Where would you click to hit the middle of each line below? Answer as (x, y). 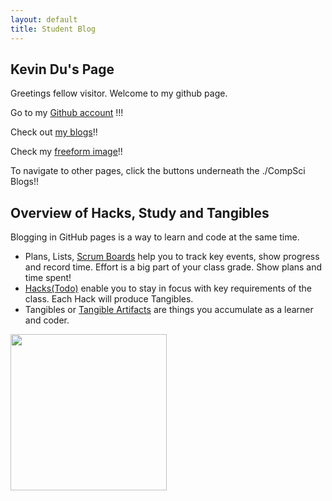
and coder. (47, 320)
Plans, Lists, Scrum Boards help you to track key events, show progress (172, 257)
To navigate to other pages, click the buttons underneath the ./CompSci (158, 171)
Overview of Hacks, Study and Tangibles (140, 212)
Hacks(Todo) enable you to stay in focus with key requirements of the (168, 288)
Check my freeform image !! (66, 152)
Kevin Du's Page (62, 69)
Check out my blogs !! (54, 132)
